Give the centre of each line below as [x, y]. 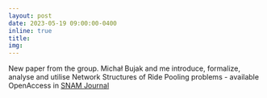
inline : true [30, 31]
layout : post [30, 16]
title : [19, 38]
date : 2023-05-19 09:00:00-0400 [63, 23]
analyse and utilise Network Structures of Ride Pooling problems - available [134, 77]
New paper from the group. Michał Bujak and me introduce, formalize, [124, 68]
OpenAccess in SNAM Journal [59, 86]
